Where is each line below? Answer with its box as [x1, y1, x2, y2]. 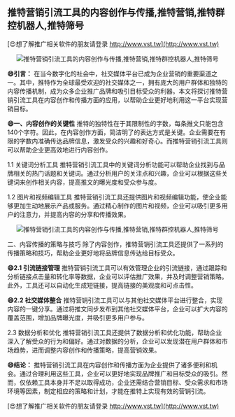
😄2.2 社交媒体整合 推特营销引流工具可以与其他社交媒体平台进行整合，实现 [7, 296, 223, 304]
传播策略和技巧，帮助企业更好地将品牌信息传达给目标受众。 [7, 248, 179, 257]
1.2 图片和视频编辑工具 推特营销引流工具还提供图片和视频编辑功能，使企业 [7, 192, 222, 201]
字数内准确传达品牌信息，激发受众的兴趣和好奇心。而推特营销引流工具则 [19, 136, 228, 145]
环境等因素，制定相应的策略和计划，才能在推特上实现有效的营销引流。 [7, 387, 210, 395]
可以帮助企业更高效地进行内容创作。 [7, 146, 112, 154]
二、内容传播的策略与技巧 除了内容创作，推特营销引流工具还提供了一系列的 [7, 240, 224, 248]
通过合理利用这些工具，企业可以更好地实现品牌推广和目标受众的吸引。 [19, 369, 222, 378]
